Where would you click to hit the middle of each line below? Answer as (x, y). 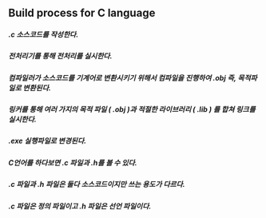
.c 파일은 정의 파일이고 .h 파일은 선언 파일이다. (80, 206)
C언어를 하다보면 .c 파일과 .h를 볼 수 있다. (73, 162)
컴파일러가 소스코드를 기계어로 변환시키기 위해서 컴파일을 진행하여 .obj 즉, (122, 77)
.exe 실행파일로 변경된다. (47, 141)
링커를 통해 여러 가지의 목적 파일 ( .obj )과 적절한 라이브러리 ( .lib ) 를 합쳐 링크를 (132, 109)
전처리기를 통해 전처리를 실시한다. (60, 56)
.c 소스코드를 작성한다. (44, 34)
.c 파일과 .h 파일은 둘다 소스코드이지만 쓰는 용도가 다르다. (97, 184)
